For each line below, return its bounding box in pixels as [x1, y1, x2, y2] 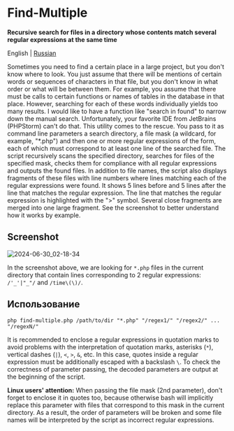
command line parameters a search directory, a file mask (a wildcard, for [7, 129, 217, 138]
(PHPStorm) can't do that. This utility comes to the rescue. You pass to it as [7, 122, 225, 130]
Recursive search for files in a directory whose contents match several [7, 28, 217, 36]
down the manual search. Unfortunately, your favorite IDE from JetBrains [7, 114, 217, 123]
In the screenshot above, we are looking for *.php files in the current [7, 263, 204, 272]
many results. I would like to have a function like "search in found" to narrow [7, 107, 227, 115]
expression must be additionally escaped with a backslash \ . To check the [7, 358, 221, 366]
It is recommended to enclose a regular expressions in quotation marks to [7, 335, 219, 344]
